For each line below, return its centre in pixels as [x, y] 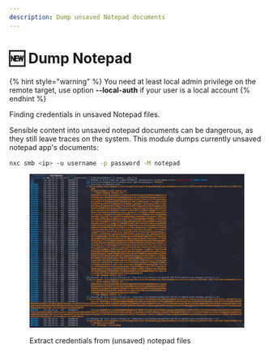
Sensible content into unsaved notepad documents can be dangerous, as [131, 130]
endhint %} [28, 98]
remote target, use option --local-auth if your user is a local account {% [130, 90]
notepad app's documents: [54, 147]
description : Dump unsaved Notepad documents [87, 17]
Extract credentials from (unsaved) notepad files [110, 340]
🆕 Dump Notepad [70, 58]
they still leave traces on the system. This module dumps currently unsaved [135, 139]
